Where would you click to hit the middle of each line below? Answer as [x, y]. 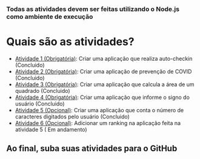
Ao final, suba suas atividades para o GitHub [92, 148]
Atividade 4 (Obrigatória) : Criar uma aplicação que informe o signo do [102, 97]
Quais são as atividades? [70, 42]
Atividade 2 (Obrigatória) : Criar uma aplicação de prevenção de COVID [103, 71]
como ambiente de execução [50, 16]
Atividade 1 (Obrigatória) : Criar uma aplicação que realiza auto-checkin [104, 58]
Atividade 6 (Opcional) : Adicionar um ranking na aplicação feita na [98, 123]
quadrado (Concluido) [43, 90]
